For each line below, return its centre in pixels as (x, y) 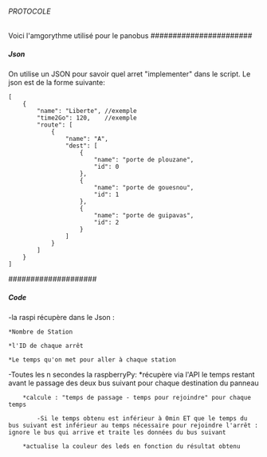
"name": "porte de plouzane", (144, 160)
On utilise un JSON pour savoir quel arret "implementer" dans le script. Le (130, 74)
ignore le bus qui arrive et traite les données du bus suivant (117, 433)
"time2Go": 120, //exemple (87, 118)
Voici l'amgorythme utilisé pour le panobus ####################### (130, 36)
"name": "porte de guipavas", (144, 216)
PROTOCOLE (29, 11)
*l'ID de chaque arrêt (46, 346)
